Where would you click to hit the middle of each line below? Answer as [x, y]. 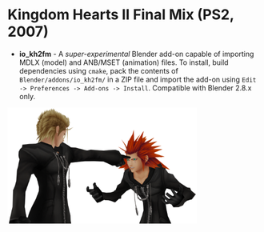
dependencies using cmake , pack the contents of [99, 70]
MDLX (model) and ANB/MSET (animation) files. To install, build [124, 62]
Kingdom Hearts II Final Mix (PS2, [121, 15]
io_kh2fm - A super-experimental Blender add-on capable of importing [136, 54]
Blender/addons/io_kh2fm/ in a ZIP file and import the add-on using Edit [138, 79]
